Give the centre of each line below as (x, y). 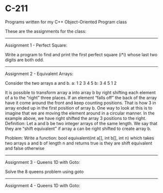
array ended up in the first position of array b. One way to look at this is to (79, 108)
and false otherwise (25, 148)
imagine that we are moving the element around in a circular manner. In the (80, 113)
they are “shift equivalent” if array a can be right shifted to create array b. (78, 129)
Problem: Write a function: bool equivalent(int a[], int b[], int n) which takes (80, 138)
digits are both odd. (25, 60)
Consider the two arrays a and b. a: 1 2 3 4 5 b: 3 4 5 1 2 (61, 83)
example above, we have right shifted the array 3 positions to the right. (76, 118)
